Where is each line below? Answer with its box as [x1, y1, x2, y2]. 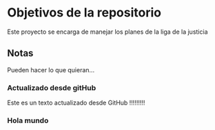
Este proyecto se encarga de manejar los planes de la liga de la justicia [7, 28, 208, 36]
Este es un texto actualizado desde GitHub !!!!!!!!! [7, 98, 145, 107]
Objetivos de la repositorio [7, 5, 162, 21]
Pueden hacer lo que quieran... [7, 65, 95, 74]
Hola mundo [7, 116, 49, 125]
